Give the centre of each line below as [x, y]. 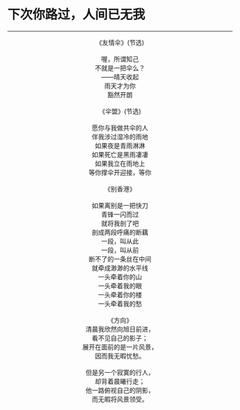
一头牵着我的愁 [120, 304]
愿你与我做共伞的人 [120, 127]
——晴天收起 [120, 76]
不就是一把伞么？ [120, 68]
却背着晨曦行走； [120, 381]
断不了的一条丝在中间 [120, 259]
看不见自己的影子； [120, 338]
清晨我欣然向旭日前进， [120, 329]
